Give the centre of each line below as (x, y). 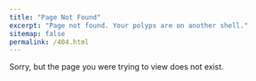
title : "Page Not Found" (55, 17)
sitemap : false (37, 33)
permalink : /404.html (49, 42)
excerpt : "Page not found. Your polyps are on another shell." (129, 26)
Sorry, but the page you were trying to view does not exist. (116, 67)
